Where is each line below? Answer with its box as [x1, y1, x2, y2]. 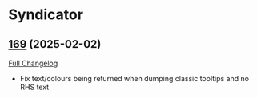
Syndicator [8, 6, 84, 24]
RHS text [19, 82, 50, 92]
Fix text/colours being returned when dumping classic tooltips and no [19, 74, 250, 83]
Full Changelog [8, 58, 58, 68]
